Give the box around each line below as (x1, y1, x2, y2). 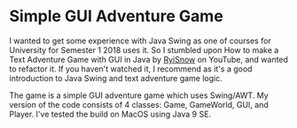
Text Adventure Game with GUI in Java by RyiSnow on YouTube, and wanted (9, 54, 288, 64)
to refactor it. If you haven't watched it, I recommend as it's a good (9, 64, 253, 74)
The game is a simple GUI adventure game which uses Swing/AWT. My (9, 90, 269, 101)
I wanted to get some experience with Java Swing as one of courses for (9, 35, 272, 46)
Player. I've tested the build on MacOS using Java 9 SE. (9, 109, 211, 119)
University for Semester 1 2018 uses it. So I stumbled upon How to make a (9, 44, 279, 55)
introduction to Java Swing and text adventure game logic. (9, 72, 223, 83)
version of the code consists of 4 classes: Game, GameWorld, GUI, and (9, 99, 269, 109)
